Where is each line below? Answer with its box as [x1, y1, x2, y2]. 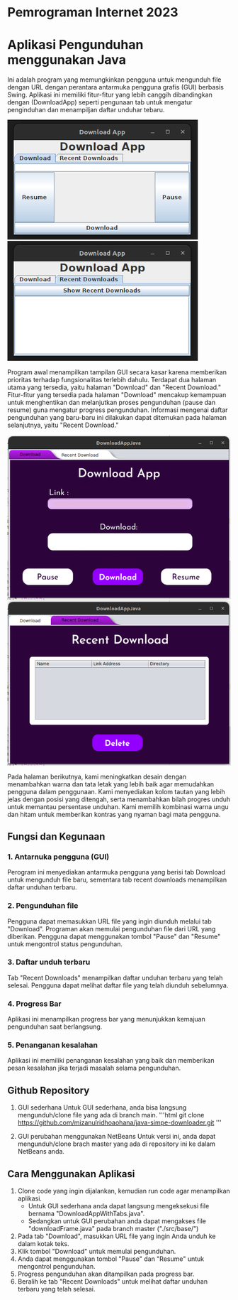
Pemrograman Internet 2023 [7, 4, 178, 21]
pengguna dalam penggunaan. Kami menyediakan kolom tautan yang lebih [7, 787, 225, 796]
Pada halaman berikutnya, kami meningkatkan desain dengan [7, 772, 186, 781]
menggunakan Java [7, 52, 126, 68]
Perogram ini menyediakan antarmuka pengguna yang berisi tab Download [7, 868, 225, 877]
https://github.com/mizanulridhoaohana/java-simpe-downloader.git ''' [17, 1118, 222, 1127]
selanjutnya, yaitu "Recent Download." [7, 421, 119, 430]
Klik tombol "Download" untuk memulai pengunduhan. [17, 1247, 176, 1256]
